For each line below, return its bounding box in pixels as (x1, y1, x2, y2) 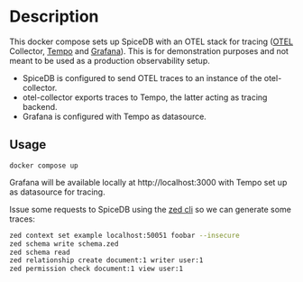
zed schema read (9, 248, 70, 257)
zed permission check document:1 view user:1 (9, 264, 183, 274)
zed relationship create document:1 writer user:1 (9, 256, 204, 265)
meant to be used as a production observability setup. (9, 55, 210, 66)
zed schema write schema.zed (9, 239, 119, 249)
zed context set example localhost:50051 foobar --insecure (9, 231, 241, 240)
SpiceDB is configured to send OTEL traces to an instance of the (22, 72, 262, 83)
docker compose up (9, 160, 78, 170)
